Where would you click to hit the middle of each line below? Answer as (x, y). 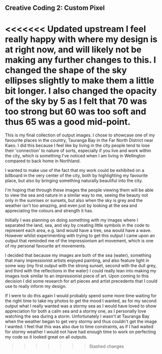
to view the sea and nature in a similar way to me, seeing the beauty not (77, 195)
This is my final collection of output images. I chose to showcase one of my (80, 135)
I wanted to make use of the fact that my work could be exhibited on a (75, 170)
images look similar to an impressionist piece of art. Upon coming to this (77, 276)
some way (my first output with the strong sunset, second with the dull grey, (81, 266)
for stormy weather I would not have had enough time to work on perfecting (81, 332)
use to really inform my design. (36, 287)
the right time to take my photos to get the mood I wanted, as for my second (81, 301)
